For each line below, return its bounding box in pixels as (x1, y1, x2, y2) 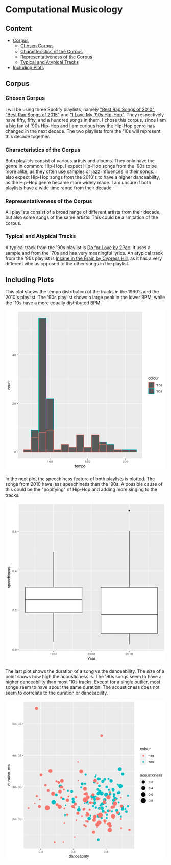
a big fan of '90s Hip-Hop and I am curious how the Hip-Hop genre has (5, 122, 155, 129)
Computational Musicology (5, 4, 123, 15)
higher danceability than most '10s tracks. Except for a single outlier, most (5, 679, 161, 685)
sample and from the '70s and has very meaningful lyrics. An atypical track (5, 250, 163, 256)
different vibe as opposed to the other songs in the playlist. (5, 260, 129, 266)
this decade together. (5, 133, 51, 139)
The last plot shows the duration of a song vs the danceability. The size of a (5, 668, 165, 674)
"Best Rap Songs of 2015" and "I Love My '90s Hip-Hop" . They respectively (5, 111, 164, 118)
